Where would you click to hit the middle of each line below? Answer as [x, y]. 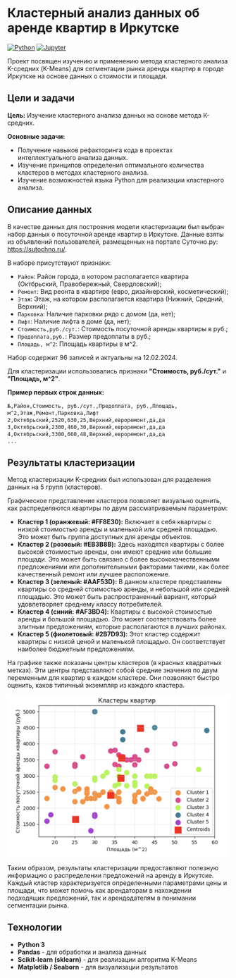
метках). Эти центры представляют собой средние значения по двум [113, 670]
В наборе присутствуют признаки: [59, 263]
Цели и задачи [41, 98]
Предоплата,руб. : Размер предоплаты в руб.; [84, 336]
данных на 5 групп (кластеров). [55, 487]
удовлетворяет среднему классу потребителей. [90, 605]
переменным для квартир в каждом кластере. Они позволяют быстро [113, 678]
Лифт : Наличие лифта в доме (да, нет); [74, 321]
